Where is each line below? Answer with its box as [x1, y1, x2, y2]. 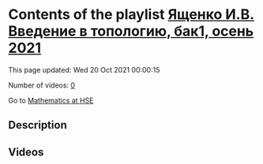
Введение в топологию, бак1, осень [8, 22, 254, 40]
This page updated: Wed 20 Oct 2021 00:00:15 [8, 65, 160, 74]
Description [8, 118, 67, 132]
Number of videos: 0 [8, 80, 76, 90]
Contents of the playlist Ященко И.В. [8, 6, 255, 24]
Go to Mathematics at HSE [8, 95, 94, 105]
